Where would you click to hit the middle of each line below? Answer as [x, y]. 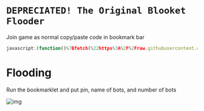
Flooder [25, 22]
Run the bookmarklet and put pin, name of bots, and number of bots [91, 90]
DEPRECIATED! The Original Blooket [96, 11]
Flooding [29, 73]
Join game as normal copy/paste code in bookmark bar [75, 37]
